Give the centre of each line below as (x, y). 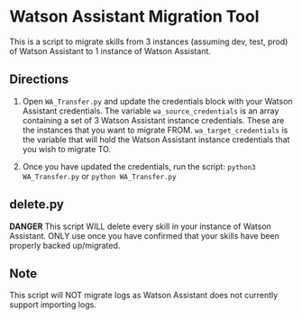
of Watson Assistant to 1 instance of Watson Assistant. (110, 50)
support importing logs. (53, 305)
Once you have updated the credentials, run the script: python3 (139, 166)
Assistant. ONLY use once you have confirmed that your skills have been (144, 235)
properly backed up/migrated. (65, 245)
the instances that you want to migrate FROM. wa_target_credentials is (155, 130)
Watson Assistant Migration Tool (134, 17)
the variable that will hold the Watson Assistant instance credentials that (156, 139)
